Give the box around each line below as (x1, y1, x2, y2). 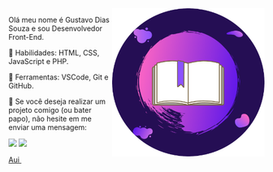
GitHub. (8, 81, 34, 90)
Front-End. (8, 32, 45, 41)
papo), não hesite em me (8, 114, 92, 123)
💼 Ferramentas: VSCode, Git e (8, 72, 109, 82)
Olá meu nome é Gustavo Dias (8, 15, 110, 24)
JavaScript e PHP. (8, 57, 69, 66)
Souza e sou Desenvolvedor (8, 24, 103, 33)
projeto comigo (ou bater (8, 105, 92, 114)
